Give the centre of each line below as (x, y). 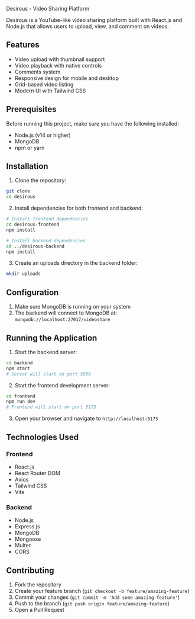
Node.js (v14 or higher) (43, 135)
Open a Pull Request (40, 610)
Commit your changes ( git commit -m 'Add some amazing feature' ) (97, 597)
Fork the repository (38, 584)
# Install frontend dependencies (47, 219)
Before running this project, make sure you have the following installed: (92, 123)
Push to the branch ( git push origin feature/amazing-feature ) (92, 603)
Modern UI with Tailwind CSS (50, 91)
